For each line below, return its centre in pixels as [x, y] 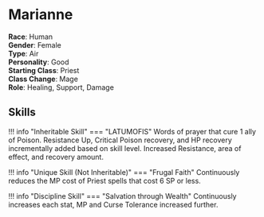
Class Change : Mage [43, 79]
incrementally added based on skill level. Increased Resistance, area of [125, 148]
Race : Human [31, 37]
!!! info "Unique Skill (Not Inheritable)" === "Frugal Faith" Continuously [124, 172]
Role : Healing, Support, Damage [61, 87]
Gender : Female [35, 45]
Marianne [41, 15]
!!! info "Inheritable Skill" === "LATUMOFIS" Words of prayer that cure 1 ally [132, 131]
